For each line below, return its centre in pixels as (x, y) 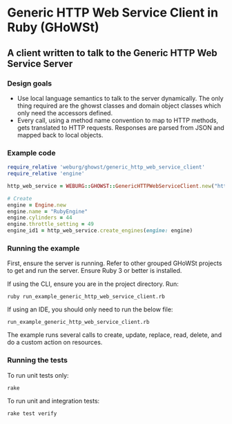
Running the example (43, 248)
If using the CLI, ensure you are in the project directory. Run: (93, 284)
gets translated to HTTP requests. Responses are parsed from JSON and (120, 127)
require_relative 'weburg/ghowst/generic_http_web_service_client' (106, 167)
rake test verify (32, 413)
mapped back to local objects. (60, 135)
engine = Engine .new (37, 205)
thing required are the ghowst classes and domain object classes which (119, 106)
